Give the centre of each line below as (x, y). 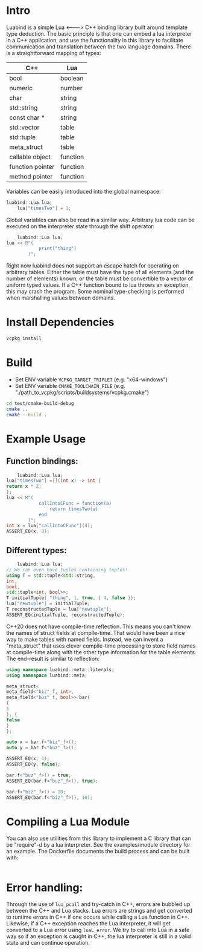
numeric (21, 88)
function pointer (32, 166)
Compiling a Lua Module (68, 822)
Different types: (37, 550)
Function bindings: (42, 461)
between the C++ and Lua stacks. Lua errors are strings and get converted (99, 911)
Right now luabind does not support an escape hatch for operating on (93, 266)
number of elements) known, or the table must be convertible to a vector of (100, 278)
